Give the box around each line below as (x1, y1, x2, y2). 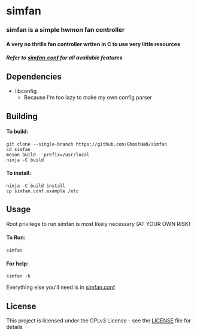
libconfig (14, 87, 37, 95)
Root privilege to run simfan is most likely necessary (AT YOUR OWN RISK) (6, 220, 190, 227)
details (6, 323, 23, 330)
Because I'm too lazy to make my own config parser (23, 94, 153, 101)
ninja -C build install (6, 183, 66, 189)
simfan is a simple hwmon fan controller (6, 26, 125, 34)
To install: (6, 170, 32, 177)
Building (6, 111, 38, 121)
